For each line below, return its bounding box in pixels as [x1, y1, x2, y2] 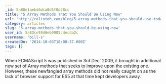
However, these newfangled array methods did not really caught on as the [5, 68, 156, 74]
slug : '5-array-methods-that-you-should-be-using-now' [5, 26, 121, 31]
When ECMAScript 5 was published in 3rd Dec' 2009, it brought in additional [5, 57, 161, 63]
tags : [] [5, 44, 23, 49]
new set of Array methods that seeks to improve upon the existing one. [5, 63, 150, 69]
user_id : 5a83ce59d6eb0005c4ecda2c [5, 30, 79, 35]
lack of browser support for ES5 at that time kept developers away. [5, 73, 141, 79]
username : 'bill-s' [5, 35, 45, 40]
